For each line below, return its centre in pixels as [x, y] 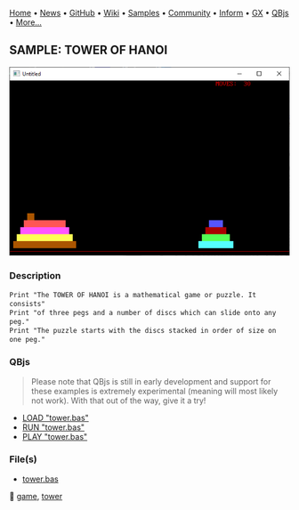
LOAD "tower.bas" [55, 417]
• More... [26, 22]
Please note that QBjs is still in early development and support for [151, 381]
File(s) [23, 459]
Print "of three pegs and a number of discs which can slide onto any [143, 313]
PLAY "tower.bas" [55, 436]
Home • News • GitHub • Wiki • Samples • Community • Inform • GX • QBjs [149, 13]
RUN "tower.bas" [53, 427]
